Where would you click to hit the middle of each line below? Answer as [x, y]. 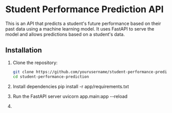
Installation [24, 50]
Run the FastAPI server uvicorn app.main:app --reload [70, 96]
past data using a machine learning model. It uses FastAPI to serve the [80, 29]
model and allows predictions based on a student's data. [65, 34]
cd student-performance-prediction [51, 77]
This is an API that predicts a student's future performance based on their [83, 23]
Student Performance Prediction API [84, 9]
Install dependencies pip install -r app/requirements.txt [71, 86]
